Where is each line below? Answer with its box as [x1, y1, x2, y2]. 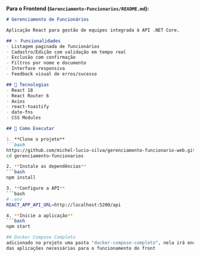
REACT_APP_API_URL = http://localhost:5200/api [6, 202, 121, 208]
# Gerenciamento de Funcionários [6, 17, 89, 23]
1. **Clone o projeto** [6, 136, 65, 142]
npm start [6, 224, 31, 230]
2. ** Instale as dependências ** [6, 163, 86, 170]
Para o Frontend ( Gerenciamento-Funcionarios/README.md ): [6, 5, 149, 12]
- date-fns [6, 109, 33, 115]
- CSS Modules [6, 115, 42, 121]
